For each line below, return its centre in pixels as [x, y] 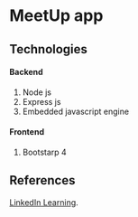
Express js [41, 101]
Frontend [27, 132]
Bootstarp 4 [45, 152]
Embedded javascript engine [75, 111]
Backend [26, 72]
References [42, 180]
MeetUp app [56, 16]
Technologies [49, 49]
